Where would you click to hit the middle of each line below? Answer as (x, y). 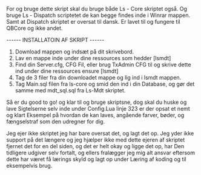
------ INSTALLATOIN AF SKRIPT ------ (55, 40)
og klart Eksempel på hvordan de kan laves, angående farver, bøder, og (95, 115)
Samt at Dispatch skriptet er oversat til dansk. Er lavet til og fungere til (93, 22)
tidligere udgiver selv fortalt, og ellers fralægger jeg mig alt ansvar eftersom (101, 153)
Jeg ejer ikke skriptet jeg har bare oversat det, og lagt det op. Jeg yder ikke (100, 133)
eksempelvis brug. (29, 166)
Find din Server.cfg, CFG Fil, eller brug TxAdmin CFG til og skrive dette (103, 64)
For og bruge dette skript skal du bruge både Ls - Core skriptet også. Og (97, 9)
